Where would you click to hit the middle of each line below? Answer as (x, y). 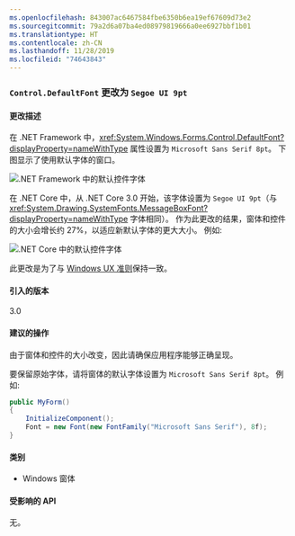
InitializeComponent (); (70, 419)
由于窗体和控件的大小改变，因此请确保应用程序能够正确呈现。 (124, 354)
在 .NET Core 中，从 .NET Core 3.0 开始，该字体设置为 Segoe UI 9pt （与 (143, 198)
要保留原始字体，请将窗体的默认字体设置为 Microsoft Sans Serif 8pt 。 (142, 373)
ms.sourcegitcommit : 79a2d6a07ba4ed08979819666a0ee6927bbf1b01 (130, 26)
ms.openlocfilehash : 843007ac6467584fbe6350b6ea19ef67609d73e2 (130, 18)
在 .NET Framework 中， (54, 138)
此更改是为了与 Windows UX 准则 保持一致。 (91, 268)
